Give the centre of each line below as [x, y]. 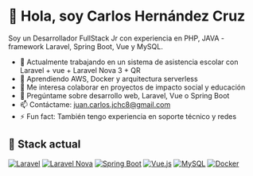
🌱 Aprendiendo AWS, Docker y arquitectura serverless [109, 78]
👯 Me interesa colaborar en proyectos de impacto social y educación [132, 87]
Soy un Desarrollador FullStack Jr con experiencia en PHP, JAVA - [117, 38]
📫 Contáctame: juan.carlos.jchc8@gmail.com [95, 104]
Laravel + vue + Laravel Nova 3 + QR [80, 70]
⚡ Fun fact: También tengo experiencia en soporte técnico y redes [128, 116]
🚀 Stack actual [45, 145]
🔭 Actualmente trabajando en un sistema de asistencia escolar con [129, 62]
